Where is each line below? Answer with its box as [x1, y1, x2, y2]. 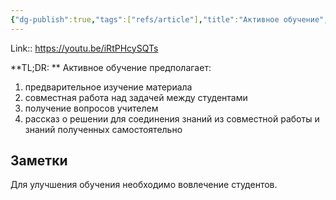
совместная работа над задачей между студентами [24, 91, 248, 103]
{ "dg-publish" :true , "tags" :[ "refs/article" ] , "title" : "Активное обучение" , [10, 14, 329, 25]
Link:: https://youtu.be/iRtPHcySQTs [10, 42, 159, 54]
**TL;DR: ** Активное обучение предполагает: [10, 61, 212, 73]
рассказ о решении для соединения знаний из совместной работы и [24, 112, 320, 125]
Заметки [10, 152, 68, 170]
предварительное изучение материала [24, 81, 193, 93]
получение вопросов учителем [24, 102, 159, 114]
